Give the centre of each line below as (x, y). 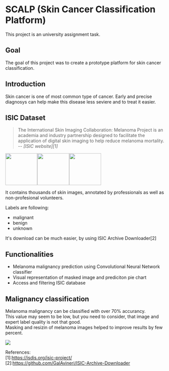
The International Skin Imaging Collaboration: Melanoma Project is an (90, 130)
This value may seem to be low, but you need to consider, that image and (82, 316)
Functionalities (29, 254)
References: (18, 352)
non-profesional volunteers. (34, 198)
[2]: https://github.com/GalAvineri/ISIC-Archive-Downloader (68, 363)
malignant (23, 218)
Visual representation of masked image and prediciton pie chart (79, 277)
